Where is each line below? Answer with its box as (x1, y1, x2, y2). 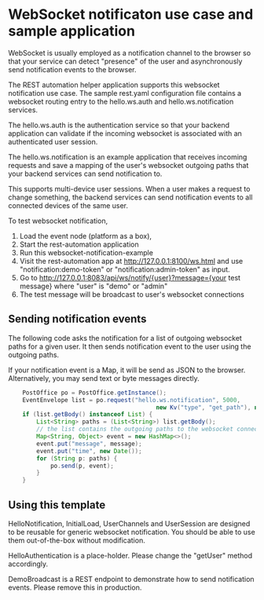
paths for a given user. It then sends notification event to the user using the (8, 342, 251, 351)
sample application (8, 22, 136, 40)
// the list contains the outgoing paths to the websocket (36, 426, 234, 434)
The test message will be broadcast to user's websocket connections (19, 289, 245, 299)
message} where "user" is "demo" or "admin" (19, 281, 168, 291)
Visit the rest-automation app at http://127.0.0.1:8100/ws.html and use (19, 256, 244, 265)
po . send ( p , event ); (49, 462, 114, 470)
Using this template (8, 498, 106, 511)
